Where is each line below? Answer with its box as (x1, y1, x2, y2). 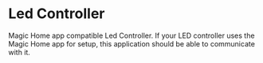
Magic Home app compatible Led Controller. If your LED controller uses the (8, 31, 255, 40)
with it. (8, 47, 30, 57)
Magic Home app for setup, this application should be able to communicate (8, 39, 255, 48)
